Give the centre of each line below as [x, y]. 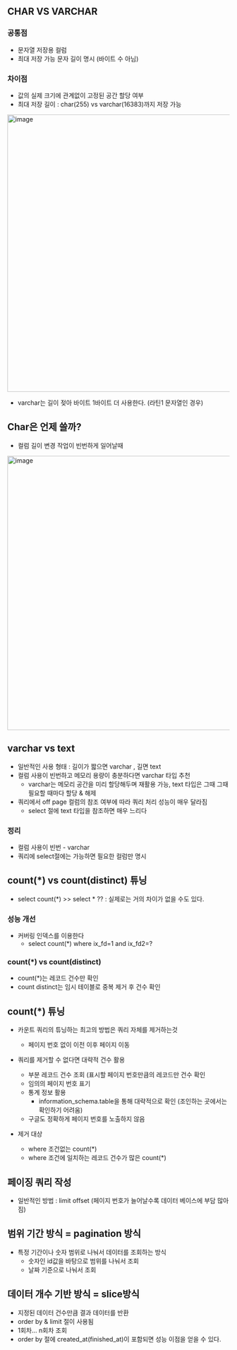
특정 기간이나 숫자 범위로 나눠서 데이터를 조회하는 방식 [92, 1252]
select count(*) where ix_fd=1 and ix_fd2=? [90, 944]
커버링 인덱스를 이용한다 [51, 936]
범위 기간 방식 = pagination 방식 [74, 1234]
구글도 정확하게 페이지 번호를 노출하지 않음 [87, 1119]
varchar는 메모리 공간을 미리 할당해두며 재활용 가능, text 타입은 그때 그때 [128, 784]
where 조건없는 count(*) [62, 1149]
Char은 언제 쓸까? [44, 427]
